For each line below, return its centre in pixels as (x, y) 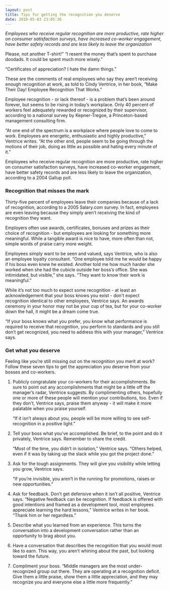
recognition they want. (28, 218)
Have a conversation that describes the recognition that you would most (87, 545)
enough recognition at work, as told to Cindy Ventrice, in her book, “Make (81, 84)
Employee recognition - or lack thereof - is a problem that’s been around (80, 99)
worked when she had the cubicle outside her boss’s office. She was (76, 270)
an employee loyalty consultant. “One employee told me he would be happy (83, 259)
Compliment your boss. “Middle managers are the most (70, 566)
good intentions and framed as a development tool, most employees (83, 504)
